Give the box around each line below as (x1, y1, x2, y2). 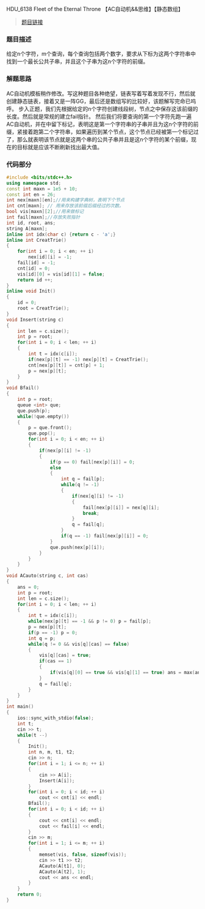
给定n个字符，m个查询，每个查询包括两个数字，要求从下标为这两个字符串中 (6, 50, 196, 58)
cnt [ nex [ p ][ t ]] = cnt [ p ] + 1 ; (28, 362, 105, 368)
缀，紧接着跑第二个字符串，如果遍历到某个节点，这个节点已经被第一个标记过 (6, 128, 199, 135)
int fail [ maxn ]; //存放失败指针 (6, 214, 81, 220)
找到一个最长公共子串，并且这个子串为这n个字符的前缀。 (6, 58, 149, 65)
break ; (82, 510, 99, 516)
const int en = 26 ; (6, 192, 56, 198)
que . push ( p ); (17, 408, 51, 414)
